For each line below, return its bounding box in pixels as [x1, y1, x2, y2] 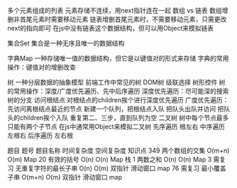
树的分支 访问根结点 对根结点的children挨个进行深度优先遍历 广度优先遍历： [7, 96, 229, 104]
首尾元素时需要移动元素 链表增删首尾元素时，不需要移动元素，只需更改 [19, 15, 227, 23]
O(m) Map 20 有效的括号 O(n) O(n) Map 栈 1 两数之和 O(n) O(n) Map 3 [7, 155, 212, 163]
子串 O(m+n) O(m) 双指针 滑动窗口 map [7, 173, 123, 181]
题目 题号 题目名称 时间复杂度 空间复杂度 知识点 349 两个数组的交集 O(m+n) [7, 146, 230, 155]
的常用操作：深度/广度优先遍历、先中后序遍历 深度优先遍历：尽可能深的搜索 [7, 87, 229, 95]
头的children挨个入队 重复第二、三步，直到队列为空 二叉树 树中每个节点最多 [7, 114, 229, 122]
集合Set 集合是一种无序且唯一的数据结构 [7, 39, 125, 48]
